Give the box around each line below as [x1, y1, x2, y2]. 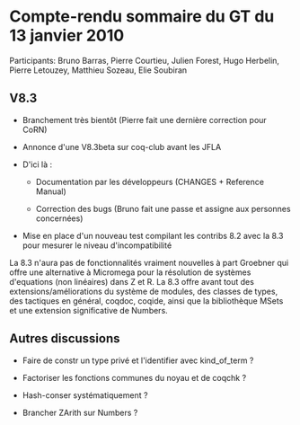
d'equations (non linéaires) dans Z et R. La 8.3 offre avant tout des [9, 276, 254, 287]
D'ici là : [22, 159, 53, 170]
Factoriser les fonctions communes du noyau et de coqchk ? [22, 372, 247, 383]
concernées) [35, 213, 84, 224]
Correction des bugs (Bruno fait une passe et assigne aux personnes [35, 203, 291, 214]
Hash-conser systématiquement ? [22, 389, 148, 401]
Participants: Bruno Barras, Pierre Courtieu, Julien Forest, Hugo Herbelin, [9, 55, 280, 66]
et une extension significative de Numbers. [9, 305, 168, 315]
